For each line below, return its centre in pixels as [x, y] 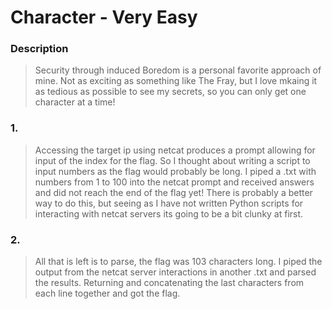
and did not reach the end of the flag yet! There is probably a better [173, 192]
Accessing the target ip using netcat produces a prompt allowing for [175, 150]
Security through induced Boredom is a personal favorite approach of [178, 70]
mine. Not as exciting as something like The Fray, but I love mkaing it [176, 81]
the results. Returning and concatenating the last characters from [169, 283]
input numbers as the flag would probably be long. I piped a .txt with [175, 171]
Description [39, 49]
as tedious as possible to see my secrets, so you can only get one [170, 92]
